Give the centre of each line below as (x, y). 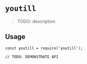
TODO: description (36, 21)
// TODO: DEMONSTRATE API (32, 57)
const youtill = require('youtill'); (44, 48)
